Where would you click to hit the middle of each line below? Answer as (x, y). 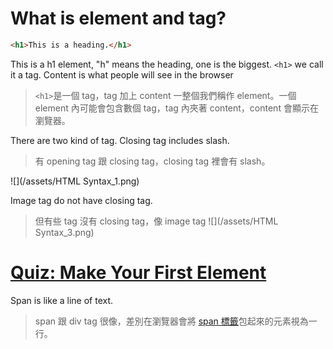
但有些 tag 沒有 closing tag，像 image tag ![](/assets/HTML (156, 221)
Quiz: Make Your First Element (138, 273)
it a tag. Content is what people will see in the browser (122, 74)
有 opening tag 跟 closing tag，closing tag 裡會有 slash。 (152, 161)
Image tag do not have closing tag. (81, 200)
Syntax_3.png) (64, 232)
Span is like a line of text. (62, 300)
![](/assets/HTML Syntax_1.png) (75, 181)
